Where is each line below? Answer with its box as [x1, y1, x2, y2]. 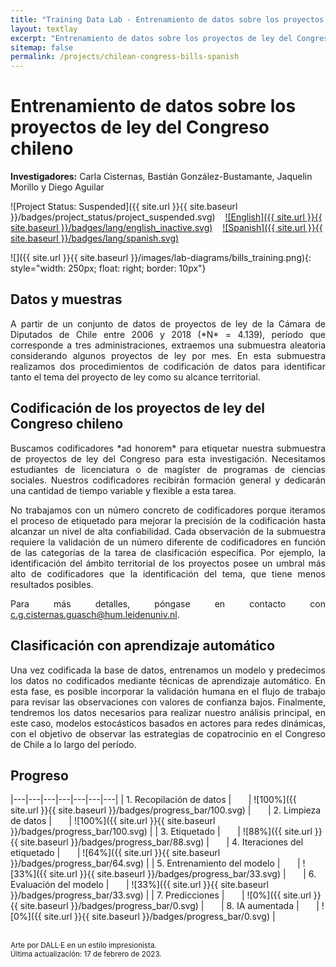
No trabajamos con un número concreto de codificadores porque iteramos [10, 504, 326, 516]
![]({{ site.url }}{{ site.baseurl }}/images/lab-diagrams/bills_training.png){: [10, 252, 312, 264]
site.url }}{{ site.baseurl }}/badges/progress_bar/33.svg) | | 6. [49, 868, 317, 880]
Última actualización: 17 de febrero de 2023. [10, 949, 162, 960]
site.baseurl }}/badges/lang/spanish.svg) [10, 232, 180, 245]
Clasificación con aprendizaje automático [10, 637, 276, 655]
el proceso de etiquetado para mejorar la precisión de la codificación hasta [10, 514, 326, 526]
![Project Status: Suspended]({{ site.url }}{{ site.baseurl [10, 201, 238, 213]
